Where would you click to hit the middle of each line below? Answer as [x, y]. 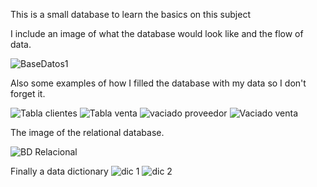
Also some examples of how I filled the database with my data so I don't [158, 83]
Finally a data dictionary [59, 171]
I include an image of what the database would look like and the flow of [157, 33]
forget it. [28, 93]
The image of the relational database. [87, 132]
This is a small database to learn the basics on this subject [130, 14]
